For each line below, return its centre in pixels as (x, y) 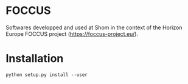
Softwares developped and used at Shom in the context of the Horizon (94, 27)
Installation (35, 59)
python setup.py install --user (47, 75)
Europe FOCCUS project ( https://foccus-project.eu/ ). (72, 33)
